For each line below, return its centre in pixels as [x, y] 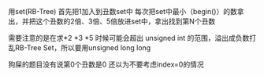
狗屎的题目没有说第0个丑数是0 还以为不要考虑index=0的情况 [106, 64]
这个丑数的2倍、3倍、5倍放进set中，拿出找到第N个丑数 [125, 21]
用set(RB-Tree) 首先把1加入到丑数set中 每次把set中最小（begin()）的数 [123, 11]
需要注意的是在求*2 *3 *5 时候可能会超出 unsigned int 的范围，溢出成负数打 [132, 38]
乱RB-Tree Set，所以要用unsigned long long [80, 48]
